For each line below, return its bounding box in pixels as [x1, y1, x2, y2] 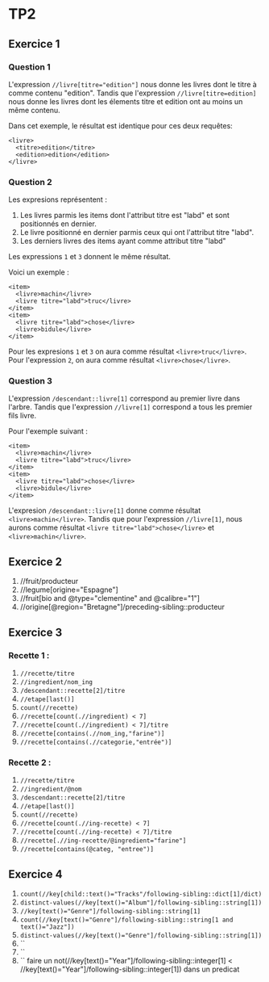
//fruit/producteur [19, 577, 79, 586]
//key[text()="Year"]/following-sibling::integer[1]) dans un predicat [19, 964, 240, 974]
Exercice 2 [8, 555, 63, 569]
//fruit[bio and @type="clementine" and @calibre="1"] [19, 594, 200, 603]
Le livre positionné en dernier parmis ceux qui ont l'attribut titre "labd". [19, 228, 255, 237]
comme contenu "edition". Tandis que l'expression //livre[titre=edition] [8, 88, 257, 98]
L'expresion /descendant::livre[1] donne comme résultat [8, 506, 201, 515]
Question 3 [8, 376, 52, 387]
